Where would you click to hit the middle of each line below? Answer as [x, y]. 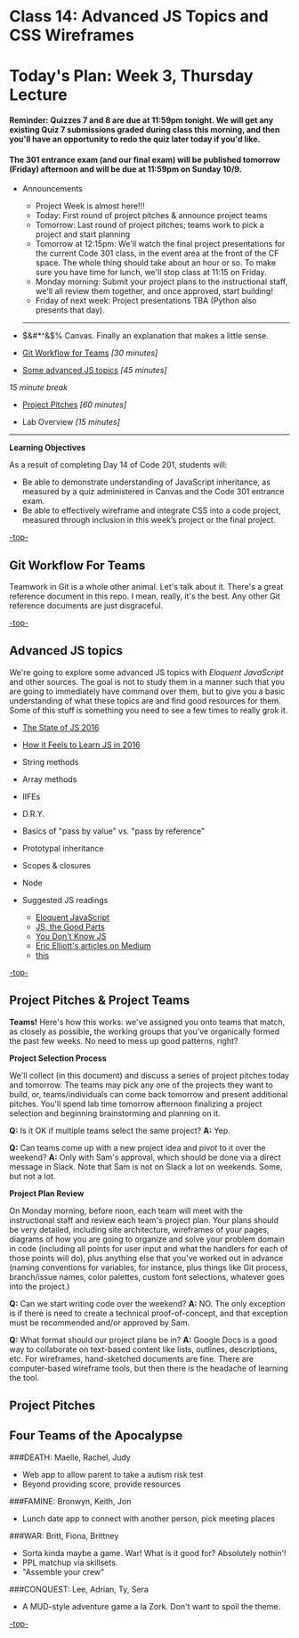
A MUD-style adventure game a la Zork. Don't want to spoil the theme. [151, 1606]
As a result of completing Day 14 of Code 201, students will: [118, 465]
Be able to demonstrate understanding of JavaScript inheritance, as [146, 482]
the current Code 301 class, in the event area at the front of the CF [157, 253]
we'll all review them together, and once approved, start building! [154, 291]
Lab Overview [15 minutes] [71, 422]
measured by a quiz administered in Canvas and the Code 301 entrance [153, 492]
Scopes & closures [57, 865]
